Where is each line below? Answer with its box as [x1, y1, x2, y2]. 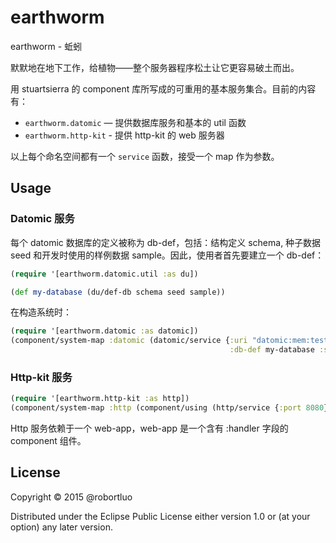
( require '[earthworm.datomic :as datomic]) [10, 326, 199, 336]
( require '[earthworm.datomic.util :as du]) [10, 269, 199, 279]
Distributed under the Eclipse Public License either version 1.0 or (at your [10, 510, 311, 522]
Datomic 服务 [10, 212, 75, 226]
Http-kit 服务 [10, 370, 73, 384]
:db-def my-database [229, 345, 315, 355]
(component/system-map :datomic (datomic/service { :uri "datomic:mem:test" [10, 336, 333, 346]
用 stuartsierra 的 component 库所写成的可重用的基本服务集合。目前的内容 [10, 82, 317, 95]
